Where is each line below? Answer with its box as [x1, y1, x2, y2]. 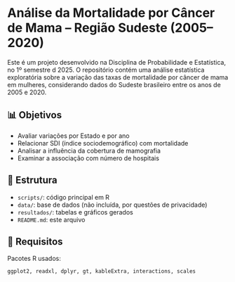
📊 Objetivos [7, 109, 62, 121]
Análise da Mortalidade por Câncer [7, 5, 215, 21]
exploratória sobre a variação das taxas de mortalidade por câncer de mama [7, 72, 229, 82]
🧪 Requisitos [7, 236, 63, 248]
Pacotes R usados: [7, 255, 61, 263]
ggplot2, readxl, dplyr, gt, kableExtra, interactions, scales [7, 268, 196, 275]
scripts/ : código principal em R [17, 193, 110, 201]
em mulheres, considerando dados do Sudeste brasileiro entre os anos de [7, 80, 221, 89]
